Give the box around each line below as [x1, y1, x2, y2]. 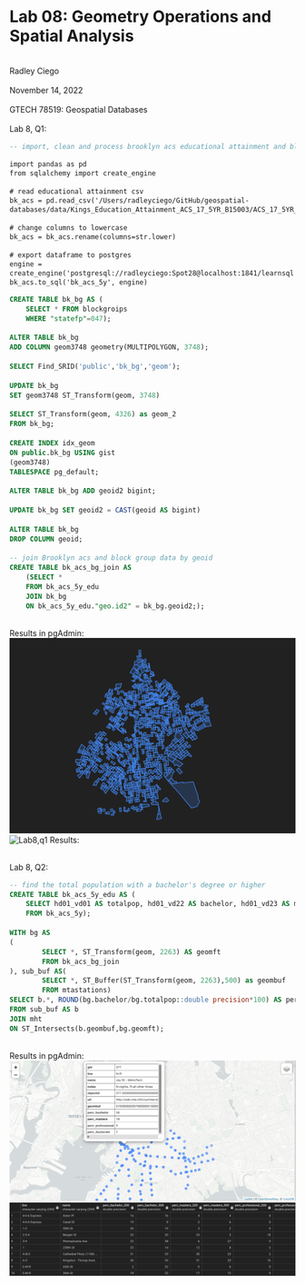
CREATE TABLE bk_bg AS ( [9, 294, 103, 304]
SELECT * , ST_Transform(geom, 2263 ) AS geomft [42, 947, 221, 956]
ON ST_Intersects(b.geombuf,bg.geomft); [9, 1024, 165, 1033]
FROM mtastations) [42, 986, 112, 995]
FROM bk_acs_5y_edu [25, 583, 100, 592]
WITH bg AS [9, 929, 51, 938]
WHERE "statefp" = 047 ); [25, 314, 112, 324]
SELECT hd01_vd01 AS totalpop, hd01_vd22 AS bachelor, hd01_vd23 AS [25, 900, 290, 909]
